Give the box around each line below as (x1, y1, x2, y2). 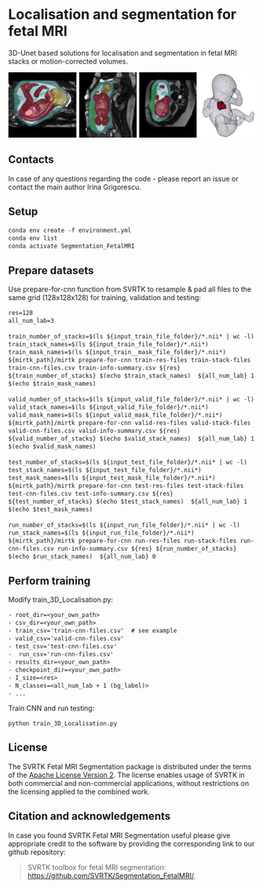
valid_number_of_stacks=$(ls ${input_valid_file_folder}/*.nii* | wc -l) (8, 395, 255, 404)
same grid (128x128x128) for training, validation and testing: (8, 293, 202, 303)
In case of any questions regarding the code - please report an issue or (8, 174, 239, 183)
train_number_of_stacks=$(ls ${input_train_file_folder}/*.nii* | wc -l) (8, 332, 255, 341)
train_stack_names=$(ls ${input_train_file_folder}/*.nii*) (8, 340, 210, 349)
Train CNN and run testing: (8, 703, 95, 713)
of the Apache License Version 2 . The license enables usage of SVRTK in (8, 770, 245, 780)
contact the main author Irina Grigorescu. (8, 182, 141, 192)
